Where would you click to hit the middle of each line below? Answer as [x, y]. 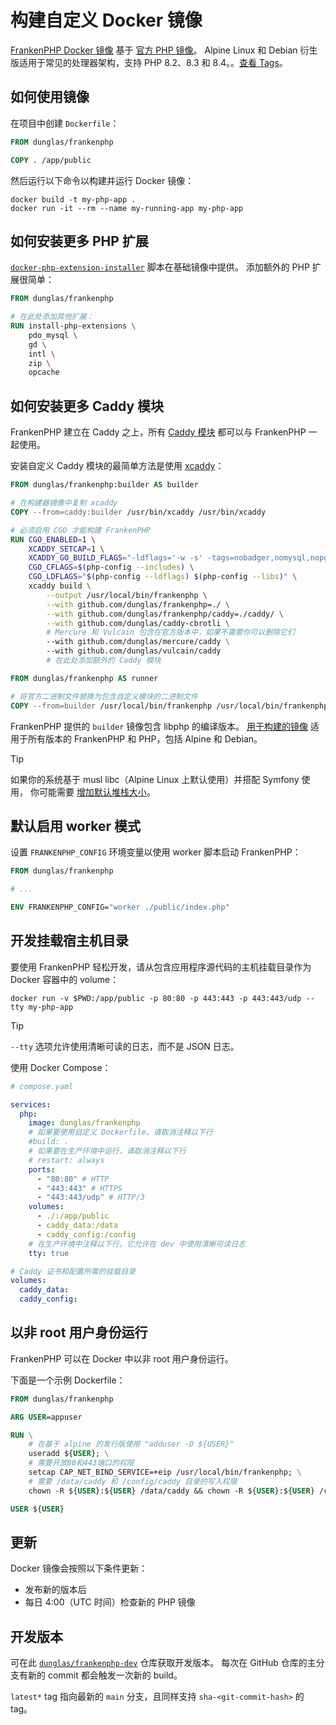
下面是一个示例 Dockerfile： [68, 1380]
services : [31, 1104]
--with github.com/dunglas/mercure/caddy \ [138, 642]
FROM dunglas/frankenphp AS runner [84, 678]
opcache [44, 372]
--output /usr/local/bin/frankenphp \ [127, 595]
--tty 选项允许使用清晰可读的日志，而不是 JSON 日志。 [125, 1046]
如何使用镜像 [50, 97]
